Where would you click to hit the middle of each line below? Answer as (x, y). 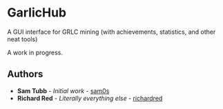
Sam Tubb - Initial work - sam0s (63, 90)
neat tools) (22, 39)
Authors (25, 74)
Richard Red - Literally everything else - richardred (90, 98)
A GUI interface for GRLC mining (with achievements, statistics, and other (111, 32)
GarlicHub (37, 13)
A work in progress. (35, 52)
